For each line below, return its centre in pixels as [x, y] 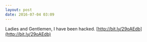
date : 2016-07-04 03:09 [30, 14]
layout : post [19, 10]
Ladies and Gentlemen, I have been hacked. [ [52, 28]
